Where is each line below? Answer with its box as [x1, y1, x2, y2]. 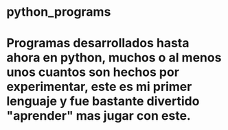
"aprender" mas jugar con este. [6, 108, 192, 124]
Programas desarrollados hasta [6, 36, 190, 51]
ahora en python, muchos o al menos [6, 50, 222, 66]
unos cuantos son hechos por [6, 64, 180, 80]
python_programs [6, 4, 111, 20]
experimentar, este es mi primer [6, 79, 192, 94]
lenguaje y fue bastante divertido [6, 94, 200, 109]
